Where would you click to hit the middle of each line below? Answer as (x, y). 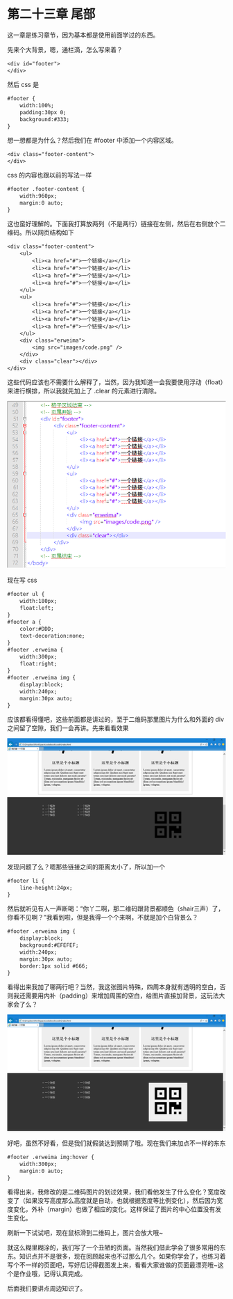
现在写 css (22, 580)
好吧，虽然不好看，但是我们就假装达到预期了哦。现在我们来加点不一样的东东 (116, 1143)
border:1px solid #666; (54, 966)
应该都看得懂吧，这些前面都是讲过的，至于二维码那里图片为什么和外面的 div (115, 719)
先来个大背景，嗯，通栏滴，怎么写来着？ (65, 49)
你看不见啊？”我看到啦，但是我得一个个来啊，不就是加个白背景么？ (103, 917)
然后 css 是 (23, 84)
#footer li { (26, 881)
